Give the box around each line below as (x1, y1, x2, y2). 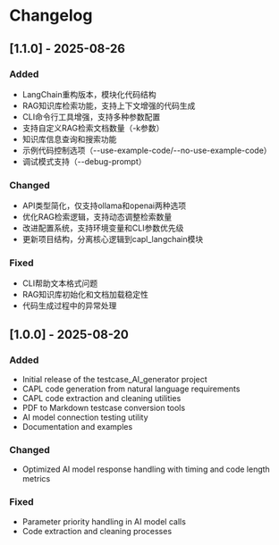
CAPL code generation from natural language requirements (21, 383, 241, 394)
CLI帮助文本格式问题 (21, 278, 98, 289)
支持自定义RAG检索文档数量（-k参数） (21, 122, 165, 133)
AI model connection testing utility (21, 412, 149, 423)
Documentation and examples (21, 422, 133, 432)
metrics (21, 474, 51, 484)
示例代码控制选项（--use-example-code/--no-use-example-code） (21, 145, 272, 155)
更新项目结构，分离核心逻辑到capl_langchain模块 (21, 234, 204, 245)
